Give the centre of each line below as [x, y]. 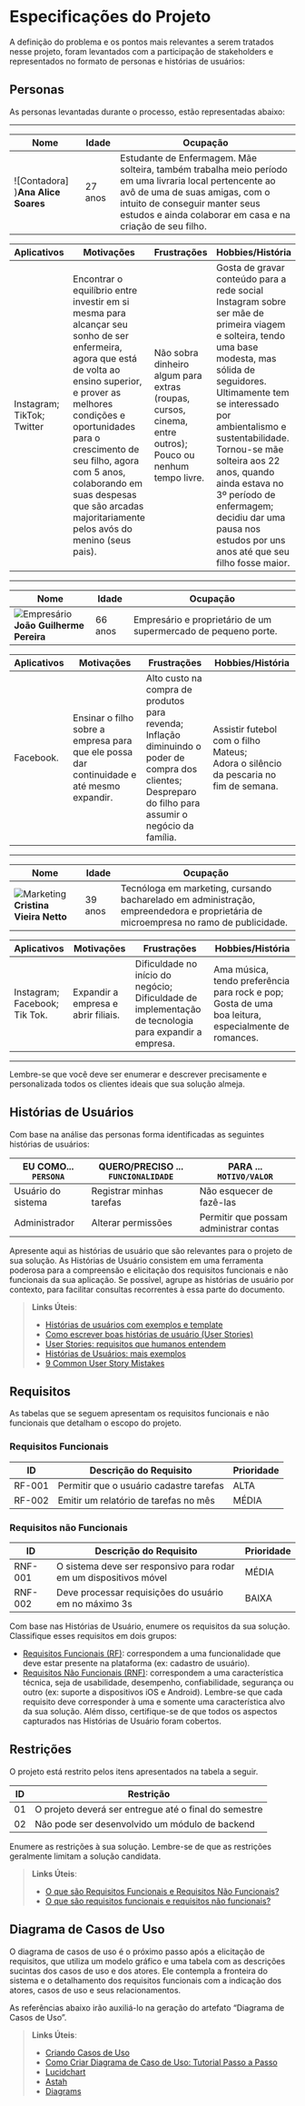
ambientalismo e [251, 426]
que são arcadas [108, 506]
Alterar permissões [132, 1222]
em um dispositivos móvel [112, 1577]
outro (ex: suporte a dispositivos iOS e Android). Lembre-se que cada [152, 1692]
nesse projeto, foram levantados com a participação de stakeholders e [142, 51]
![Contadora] [42, 181]
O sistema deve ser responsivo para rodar [145, 1566]
